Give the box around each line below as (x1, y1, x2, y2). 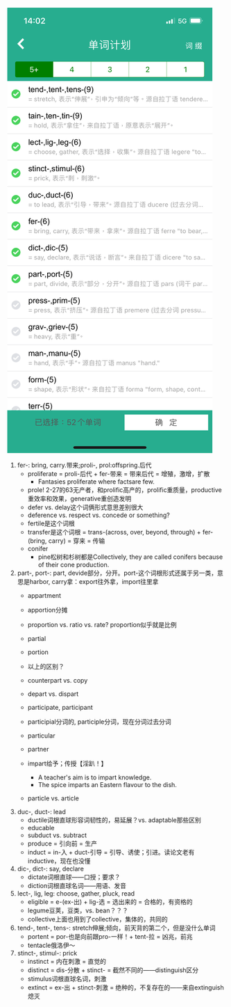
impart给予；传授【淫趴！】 (27, 759, 108, 768)
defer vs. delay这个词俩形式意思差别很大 (27, 503, 144, 512)
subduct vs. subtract (27, 831, 87, 839)
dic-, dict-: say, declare (17, 864, 85, 873)
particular (27, 731, 55, 740)
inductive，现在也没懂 (27, 857, 91, 865)
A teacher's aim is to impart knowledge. (37, 773, 152, 782)
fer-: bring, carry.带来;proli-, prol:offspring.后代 (17, 461, 152, 469)
